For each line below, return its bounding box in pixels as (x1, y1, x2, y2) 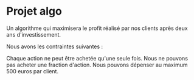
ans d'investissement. (6, 31, 61, 38)
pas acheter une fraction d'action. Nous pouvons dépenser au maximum (6, 61, 188, 68)
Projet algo (6, 4, 62, 18)
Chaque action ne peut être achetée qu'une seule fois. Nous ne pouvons (6, 54, 189, 62)
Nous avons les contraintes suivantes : (6, 43, 103, 50)
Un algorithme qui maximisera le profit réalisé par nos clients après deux (6, 24, 188, 32)
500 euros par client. (6, 67, 59, 75)
